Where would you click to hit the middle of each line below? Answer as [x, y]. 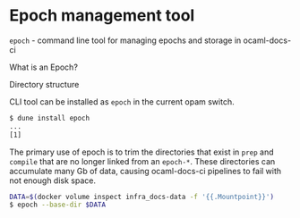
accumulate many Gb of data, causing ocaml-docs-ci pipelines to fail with [146, 171]
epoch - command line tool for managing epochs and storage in [125, 40]
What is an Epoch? [44, 67]
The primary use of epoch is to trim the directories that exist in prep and [142, 152]
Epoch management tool [102, 16]
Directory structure [44, 84]
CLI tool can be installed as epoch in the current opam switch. [122, 101]
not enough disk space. [53, 180]
